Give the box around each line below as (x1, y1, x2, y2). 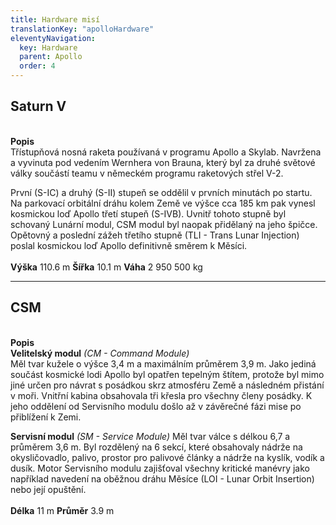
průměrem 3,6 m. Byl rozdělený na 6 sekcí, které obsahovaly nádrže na (10, 441, 303, 453)
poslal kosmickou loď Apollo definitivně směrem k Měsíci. (10, 239, 248, 251)
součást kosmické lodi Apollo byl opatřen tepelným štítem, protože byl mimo (10, 368, 325, 380)
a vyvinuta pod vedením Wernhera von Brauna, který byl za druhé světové (10, 156, 316, 168)
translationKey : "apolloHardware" (10, 24, 155, 34)
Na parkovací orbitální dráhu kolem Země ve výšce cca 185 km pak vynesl (10, 197, 316, 209)
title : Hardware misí (10, 14, 101, 25)
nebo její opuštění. (10, 483, 87, 495)
